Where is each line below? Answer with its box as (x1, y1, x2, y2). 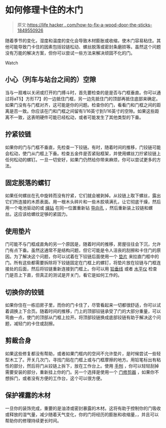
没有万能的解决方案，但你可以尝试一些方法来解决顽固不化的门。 (5, 50, 135, 56)
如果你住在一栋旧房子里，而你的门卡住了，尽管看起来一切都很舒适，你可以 (5, 302, 157, 308)
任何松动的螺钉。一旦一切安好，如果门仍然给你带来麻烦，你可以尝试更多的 (5, 156, 157, 162)
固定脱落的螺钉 (5, 179, 51, 187)
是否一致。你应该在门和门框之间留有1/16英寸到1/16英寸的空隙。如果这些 (9, 108, 155, 114)
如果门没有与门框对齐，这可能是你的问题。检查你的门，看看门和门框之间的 (5, 102, 157, 108)
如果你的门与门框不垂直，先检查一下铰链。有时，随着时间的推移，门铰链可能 (5, 144, 161, 150)
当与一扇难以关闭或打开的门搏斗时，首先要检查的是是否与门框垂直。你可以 (5, 90, 157, 95)
